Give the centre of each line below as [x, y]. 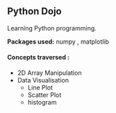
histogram [42, 103]
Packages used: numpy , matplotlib [58, 42]
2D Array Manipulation [49, 73]
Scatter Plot [44, 95]
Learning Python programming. [52, 28]
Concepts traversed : [38, 58]
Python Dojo [34, 11]
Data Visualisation [43, 80]
